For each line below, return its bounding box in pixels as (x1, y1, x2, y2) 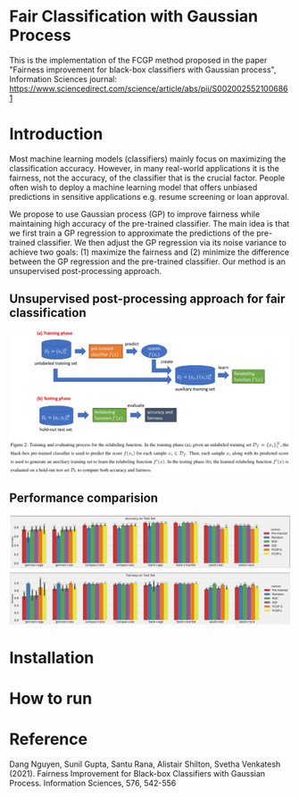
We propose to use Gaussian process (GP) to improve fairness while (9, 208, 261, 220)
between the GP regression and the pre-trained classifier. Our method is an (9, 256, 286, 267)
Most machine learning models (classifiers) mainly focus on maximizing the (9, 154, 287, 164)
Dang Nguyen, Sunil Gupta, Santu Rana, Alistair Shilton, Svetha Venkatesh (9, 759, 281, 769)
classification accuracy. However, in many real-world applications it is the (9, 162, 279, 173)
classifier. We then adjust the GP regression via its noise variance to (37, 237, 287, 247)
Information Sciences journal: (9, 73, 118, 84)
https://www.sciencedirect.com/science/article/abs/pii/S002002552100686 (9, 83, 288, 94)
